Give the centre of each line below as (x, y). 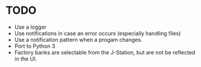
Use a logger (30, 27)
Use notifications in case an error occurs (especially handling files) (97, 33)
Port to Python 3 (35, 46)
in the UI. (26, 59)
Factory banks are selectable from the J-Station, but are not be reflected (105, 52)
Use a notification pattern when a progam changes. (78, 39)
